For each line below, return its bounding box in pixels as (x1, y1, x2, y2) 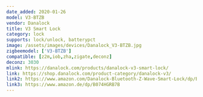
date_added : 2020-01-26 (6, 8, 66, 15)
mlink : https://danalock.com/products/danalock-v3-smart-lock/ (6, 64, 169, 71)
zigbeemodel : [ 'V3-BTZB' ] (6, 48, 71, 54)
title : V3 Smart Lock (6, 25, 61, 32)
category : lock (6, 31, 45, 37)
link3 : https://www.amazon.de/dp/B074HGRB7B (6, 82, 120, 88)
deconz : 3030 (6, 59, 39, 65)
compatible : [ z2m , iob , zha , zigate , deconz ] (6, 54, 112, 60)
